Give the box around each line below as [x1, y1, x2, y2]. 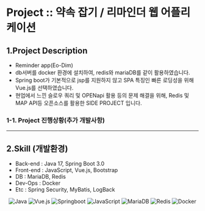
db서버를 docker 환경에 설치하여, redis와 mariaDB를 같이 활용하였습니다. [15, 69, 190, 76]
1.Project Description [6, 45, 88, 55]
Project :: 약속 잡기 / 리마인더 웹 [6, 5, 159, 20]
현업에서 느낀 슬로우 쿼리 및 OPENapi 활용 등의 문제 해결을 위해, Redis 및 [15, 92, 189, 99]
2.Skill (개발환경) [6, 143, 68, 154]
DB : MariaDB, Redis [15, 173, 66, 181]
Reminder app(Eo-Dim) [15, 62, 73, 69]
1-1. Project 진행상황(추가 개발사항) [6, 116, 105, 124]
